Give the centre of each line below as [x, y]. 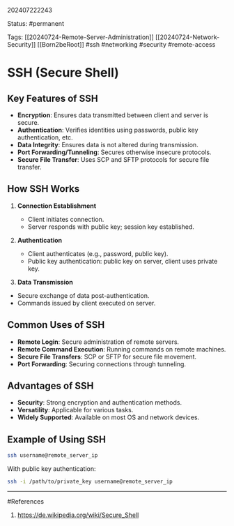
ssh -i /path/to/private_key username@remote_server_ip [90, 482]
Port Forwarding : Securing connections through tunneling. [102, 364]
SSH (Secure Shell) [63, 73]
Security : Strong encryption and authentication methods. [100, 403]
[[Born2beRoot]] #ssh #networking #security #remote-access [126, 44]
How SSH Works [44, 189]
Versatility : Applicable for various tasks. [75, 410]
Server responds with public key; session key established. [111, 227]
